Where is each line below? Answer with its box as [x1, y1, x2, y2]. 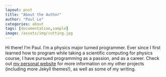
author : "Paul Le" [5, 17, 44, 22]
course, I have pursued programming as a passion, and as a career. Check [5, 55, 159, 61]
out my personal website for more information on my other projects [5, 61, 144, 66]
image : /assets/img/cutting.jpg [5, 31, 73, 36]
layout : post [5, 7, 33, 13]
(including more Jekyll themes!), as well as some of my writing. [5, 66, 136, 72]
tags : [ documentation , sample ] [5, 26, 69, 31]
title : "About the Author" [5, 12, 62, 17]
